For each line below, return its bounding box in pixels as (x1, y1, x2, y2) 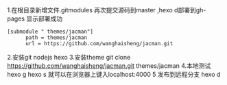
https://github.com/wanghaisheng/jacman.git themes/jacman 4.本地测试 (7, 62, 211, 70)
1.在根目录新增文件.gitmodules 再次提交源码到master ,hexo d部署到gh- (7, 6, 206, 14)
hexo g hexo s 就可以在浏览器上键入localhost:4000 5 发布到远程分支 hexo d (7, 71, 221, 78)
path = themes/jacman (25, 34, 88, 41)
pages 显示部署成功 (7, 14, 63, 23)
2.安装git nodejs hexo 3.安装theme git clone (7, 53, 131, 61)
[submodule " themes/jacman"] (7, 28, 94, 35)
